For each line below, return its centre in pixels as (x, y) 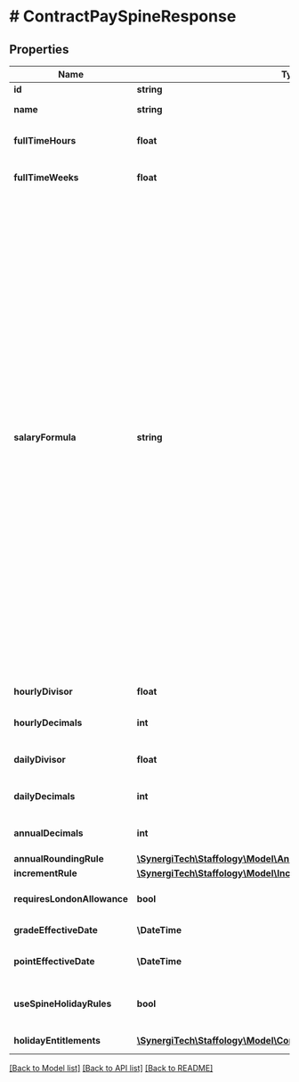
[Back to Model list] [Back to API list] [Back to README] (111, 1068)
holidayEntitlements (57, 1041)
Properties (39, 50)
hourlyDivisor (43, 691)
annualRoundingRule (59, 859)
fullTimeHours (45, 140)
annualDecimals (48, 833)
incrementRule (45, 873)
